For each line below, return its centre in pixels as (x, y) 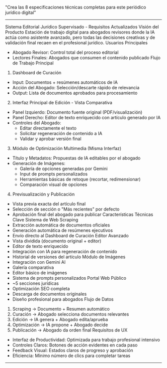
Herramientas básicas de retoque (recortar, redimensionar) (80, 179)
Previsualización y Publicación (43, 194)
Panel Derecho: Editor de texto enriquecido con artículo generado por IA (86, 117)
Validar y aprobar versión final (50, 139)
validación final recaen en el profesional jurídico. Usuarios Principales (77, 43)
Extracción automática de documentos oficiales (61, 225)
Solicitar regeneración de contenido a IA (61, 133)
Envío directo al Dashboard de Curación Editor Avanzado (71, 236)
